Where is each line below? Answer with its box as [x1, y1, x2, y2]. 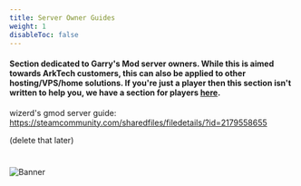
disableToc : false [9, 30, 79, 39]
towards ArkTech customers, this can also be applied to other [9, 67, 247, 78]
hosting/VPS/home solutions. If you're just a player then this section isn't [9, 77, 292, 88]
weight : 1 [9, 22, 47, 31]
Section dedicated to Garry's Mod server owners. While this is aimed [9, 58, 275, 69]
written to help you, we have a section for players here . [9, 87, 221, 98]
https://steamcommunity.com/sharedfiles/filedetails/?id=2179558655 [9, 117, 267, 128]
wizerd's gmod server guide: [9, 107, 117, 118]
